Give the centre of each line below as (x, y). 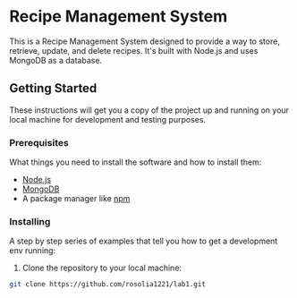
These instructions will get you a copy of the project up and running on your (149, 110)
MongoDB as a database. (56, 60)
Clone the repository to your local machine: (102, 268)
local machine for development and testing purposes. (108, 119)
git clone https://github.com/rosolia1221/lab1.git (107, 285)
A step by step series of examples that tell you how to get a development (144, 241)
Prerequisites (39, 142)
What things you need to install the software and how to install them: (136, 162)
